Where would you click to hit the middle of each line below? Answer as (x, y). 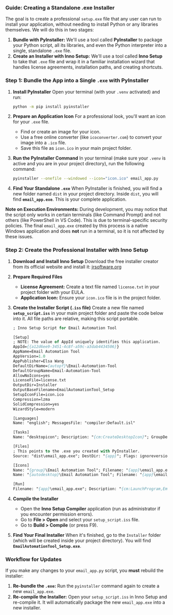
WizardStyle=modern (34, 409)
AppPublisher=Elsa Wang (38, 361)
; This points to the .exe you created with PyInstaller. (76, 451)
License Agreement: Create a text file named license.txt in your (90, 287)
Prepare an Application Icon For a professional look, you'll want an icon (89, 116)
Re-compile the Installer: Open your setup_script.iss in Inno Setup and (90, 597)
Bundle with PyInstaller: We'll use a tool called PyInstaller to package (88, 40)
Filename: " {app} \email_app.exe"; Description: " (67, 489)
